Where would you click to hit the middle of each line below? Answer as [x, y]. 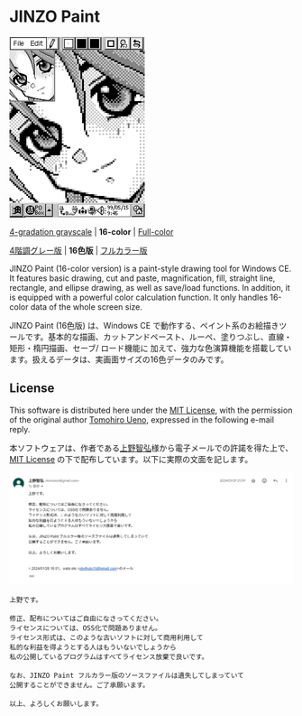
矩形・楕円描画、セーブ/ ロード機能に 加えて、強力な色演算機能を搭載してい [151, 348]
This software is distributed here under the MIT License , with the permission [151, 410]
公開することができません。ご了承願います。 [80, 685]
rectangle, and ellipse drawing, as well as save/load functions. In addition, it [150, 287]
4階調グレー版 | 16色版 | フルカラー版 [78, 250]
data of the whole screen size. [86, 307]
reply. [20, 429]
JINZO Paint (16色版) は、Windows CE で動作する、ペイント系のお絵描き [144, 325]
